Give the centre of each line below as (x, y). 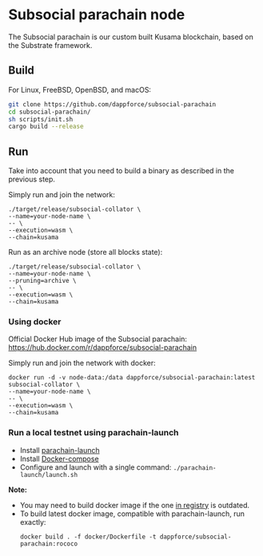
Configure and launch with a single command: (96, 467)
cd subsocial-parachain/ (50, 112)
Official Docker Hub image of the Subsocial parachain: (98, 339)
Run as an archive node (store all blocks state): (86, 252)
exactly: (33, 522)
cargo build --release (46, 127)
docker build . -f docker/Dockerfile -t (88, 537)
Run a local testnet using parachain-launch (94, 433)
